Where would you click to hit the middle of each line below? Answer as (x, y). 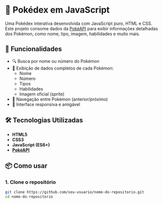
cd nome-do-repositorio (29, 197)
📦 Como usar (26, 166)
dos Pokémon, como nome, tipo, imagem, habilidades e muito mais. (73, 34)
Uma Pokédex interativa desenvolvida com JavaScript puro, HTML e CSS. (79, 23)
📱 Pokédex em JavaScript (57, 10)
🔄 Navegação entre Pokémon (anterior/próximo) (60, 99)
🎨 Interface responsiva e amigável (46, 104)
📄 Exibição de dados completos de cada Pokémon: (63, 68)
